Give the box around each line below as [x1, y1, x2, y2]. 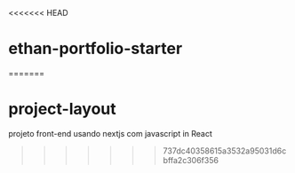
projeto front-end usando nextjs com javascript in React [8, 128, 212, 138]
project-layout [8, 99, 116, 119]
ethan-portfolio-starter [8, 39, 183, 59]
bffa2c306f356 [163, 154, 219, 165]
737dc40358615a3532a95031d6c [163, 145, 287, 156]
